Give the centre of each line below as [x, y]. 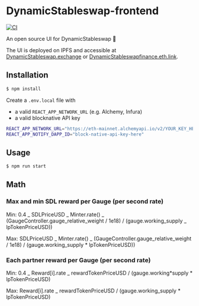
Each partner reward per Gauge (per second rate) [78, 260]
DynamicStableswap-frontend [82, 11]
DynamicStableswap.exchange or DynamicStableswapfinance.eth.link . [92, 56]
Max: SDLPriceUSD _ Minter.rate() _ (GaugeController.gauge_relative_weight [99, 239]
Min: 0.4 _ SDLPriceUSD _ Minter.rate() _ [55, 214]
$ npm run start [26, 166]
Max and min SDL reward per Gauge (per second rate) [85, 201]
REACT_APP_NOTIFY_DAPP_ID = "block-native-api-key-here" [75, 134]
